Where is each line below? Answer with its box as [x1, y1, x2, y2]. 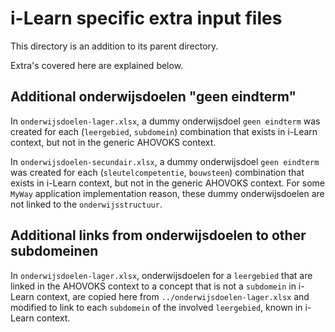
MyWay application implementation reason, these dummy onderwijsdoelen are [10, 187, 325, 199]
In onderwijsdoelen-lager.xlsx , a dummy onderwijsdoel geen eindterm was [10, 115, 321, 127]
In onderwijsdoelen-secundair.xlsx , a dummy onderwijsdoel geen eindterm [10, 155, 320, 167]
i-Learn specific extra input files [10, 7, 283, 30]
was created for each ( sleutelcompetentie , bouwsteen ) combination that [10, 166, 305, 178]
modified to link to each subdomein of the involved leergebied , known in [10, 301, 303, 313]
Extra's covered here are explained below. [10, 59, 184, 71]
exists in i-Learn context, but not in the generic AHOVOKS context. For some [10, 177, 326, 189]
